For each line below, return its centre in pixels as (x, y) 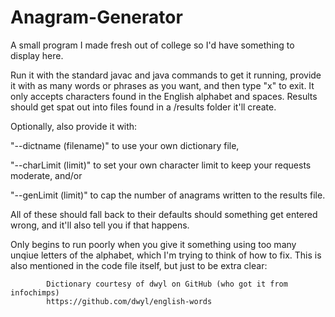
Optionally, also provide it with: (74, 126)
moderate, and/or (46, 175)
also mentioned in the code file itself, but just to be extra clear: (139, 265)
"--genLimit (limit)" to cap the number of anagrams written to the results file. (168, 195)
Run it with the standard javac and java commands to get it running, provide (166, 75)
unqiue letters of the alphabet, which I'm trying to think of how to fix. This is (166, 255)
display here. (37, 55)
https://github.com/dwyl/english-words (129, 301)
